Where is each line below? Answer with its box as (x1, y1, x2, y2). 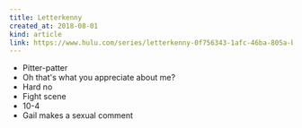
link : (9, 38, 30, 47)
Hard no (22, 81, 53, 92)
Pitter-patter (22, 63, 68, 73)
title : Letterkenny (9, 13, 83, 22)
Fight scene (22, 91, 67, 102)
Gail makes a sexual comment (22, 110, 133, 121)
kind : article (9, 30, 63, 38)
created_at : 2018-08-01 (9, 21, 99, 30)
